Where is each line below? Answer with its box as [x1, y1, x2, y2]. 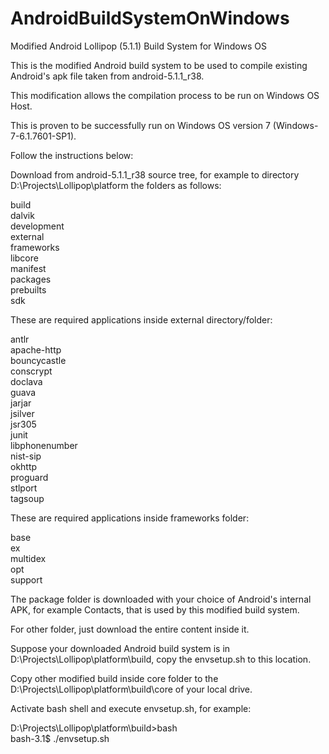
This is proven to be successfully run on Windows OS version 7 [10, 119, 271, 131]
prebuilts [10, 283, 47, 296]
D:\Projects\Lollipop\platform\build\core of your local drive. [10, 683, 253, 695]
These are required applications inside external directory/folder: [10, 313, 273, 326]
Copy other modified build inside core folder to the [10, 672, 219, 684]
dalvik [10, 209, 35, 221]
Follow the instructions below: [10, 149, 134, 161]
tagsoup [10, 492, 45, 504]
